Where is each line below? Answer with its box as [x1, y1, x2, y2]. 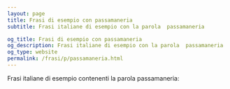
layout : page [7, 10, 45, 17]
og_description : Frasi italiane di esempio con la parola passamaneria [7, 42, 224, 49]
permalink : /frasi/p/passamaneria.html [7, 55, 124, 63]
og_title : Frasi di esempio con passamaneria [7, 35, 142, 42]
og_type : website [7, 49, 58, 56]
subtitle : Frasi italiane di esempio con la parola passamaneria [7, 23, 205, 30]
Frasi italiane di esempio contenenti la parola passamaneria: [7, 74, 180, 82]
